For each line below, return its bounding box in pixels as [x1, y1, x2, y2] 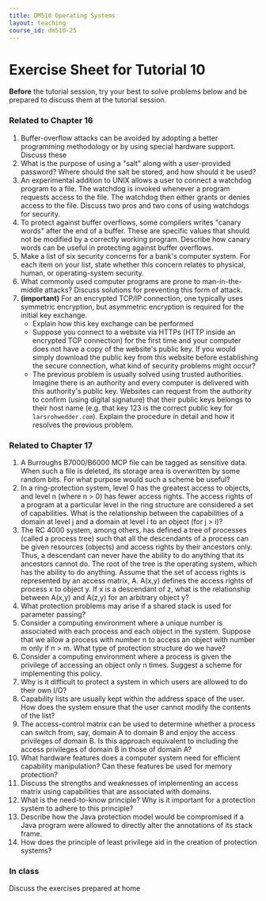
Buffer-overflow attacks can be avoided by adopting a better [20, 133, 218, 143]
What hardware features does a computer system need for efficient [20, 753, 241, 762]
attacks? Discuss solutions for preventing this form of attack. [44, 285, 243, 295]
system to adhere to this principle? [20, 803, 134, 813]
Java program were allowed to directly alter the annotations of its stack [20, 820, 253, 830]
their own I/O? [20, 685, 66, 695]
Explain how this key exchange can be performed [32, 318, 194, 328]
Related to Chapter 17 [9, 440, 93, 451]
